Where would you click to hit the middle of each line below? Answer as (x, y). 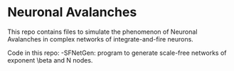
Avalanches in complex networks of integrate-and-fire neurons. (100, 39)
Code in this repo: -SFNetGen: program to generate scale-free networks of (117, 53)
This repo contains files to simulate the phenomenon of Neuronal (102, 32)
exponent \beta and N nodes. (50, 60)
